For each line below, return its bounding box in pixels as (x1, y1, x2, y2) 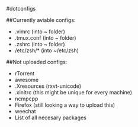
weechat (14, 108, 37, 115)
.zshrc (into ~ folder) (14, 41, 65, 47)
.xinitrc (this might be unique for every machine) (14, 89, 132, 96)
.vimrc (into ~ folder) (14, 28, 65, 35)
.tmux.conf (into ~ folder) (14, 34, 76, 41)
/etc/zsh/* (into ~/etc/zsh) (14, 47, 79, 54)
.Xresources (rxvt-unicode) (14, 82, 82, 90)
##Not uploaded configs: (6, 59, 68, 65)
